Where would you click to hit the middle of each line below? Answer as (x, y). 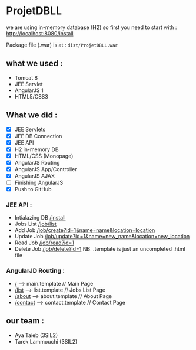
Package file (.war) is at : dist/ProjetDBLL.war (62, 45)
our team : (25, 321)
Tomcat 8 (26, 77)
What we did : (32, 115)
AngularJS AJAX (34, 176)
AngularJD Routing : (35, 271)
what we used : (34, 63)
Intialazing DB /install (40, 218)
